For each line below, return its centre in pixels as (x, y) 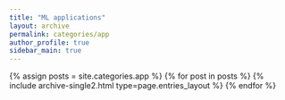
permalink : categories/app (59, 34)
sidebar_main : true (46, 51)
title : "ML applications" (57, 17)
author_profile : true (50, 42)
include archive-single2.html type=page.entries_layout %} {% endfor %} (143, 86)
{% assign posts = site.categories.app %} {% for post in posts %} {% (137, 76)
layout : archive (39, 26)
